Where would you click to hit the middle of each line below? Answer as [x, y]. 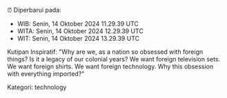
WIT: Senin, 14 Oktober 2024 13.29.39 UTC [78, 38]
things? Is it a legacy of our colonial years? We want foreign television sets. [114, 59]
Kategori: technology [37, 87]
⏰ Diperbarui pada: [34, 10]
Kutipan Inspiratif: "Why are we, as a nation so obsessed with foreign [105, 52]
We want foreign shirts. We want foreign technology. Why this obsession [110, 66]
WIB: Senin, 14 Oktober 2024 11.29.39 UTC [78, 24]
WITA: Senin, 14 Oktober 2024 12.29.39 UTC [80, 31]
